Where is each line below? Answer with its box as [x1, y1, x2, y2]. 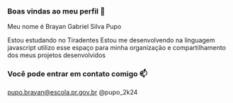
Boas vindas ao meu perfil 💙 [7, 6, 106, 16]
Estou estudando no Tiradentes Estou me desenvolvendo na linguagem [7, 36, 215, 44]
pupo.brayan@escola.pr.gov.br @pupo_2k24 [7, 87, 138, 96]
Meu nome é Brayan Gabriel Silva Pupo [7, 23, 122, 31]
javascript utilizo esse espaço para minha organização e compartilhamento [7, 44, 227, 52]
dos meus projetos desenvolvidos [7, 51, 106, 59]
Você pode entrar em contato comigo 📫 [7, 69, 147, 79]
